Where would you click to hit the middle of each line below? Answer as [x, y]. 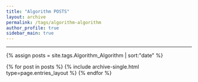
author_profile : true [33, 28]
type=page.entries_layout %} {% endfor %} [59, 73]
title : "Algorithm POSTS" [38, 11]
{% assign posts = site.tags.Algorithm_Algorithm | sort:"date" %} [85, 56]
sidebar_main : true [30, 33]
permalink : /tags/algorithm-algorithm [54, 22]
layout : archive [26, 17]
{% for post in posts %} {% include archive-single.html [73, 67]
